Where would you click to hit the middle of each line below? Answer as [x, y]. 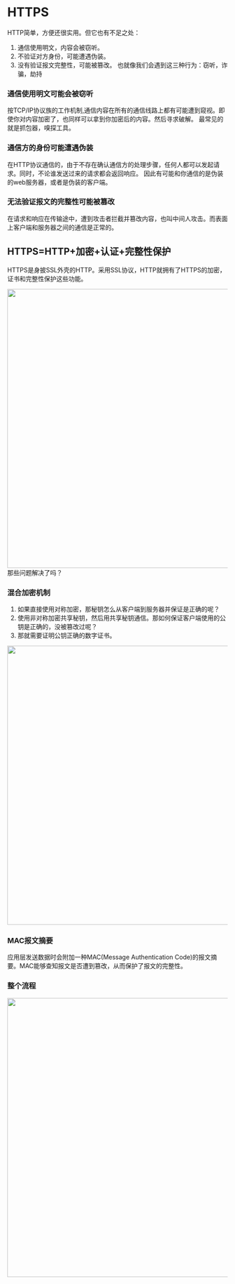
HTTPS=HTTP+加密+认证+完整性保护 [89, 252]
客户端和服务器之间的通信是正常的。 [65, 227]
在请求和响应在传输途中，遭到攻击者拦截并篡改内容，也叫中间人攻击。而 [111, 218]
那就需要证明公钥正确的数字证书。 [66, 635]
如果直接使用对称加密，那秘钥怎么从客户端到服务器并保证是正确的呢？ [119, 609]
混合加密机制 [29, 593]
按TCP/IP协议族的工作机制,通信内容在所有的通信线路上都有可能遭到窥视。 [113, 110]
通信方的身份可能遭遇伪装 [50, 148]
